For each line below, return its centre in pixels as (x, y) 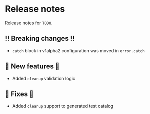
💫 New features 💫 (32, 67)
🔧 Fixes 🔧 (19, 94)
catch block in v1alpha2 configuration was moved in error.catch (78, 50)
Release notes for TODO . (29, 23)
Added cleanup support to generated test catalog (63, 106)
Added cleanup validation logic (44, 78)
